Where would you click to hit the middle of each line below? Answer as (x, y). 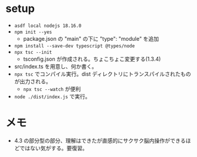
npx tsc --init (33, 52)
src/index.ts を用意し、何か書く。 (56, 66)
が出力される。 (33, 81)
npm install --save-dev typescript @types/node (74, 46)
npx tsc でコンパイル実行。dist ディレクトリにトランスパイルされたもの (103, 74)
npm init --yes (33, 32)
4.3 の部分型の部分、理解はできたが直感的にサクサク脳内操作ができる (100, 140)
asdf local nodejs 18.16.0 (48, 26)
